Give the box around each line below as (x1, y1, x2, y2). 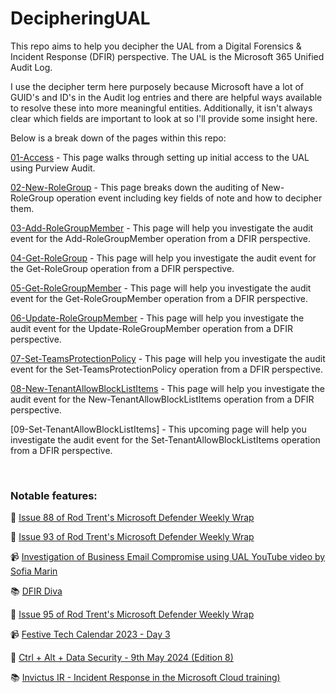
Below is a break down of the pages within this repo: (10, 132, 227, 144)
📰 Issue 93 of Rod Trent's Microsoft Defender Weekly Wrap (10, 531, 255, 543)
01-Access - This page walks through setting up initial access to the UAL (10, 151, 310, 163)
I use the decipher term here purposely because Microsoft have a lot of (10, 80, 305, 92)
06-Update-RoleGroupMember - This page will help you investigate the (10, 312, 305, 324)
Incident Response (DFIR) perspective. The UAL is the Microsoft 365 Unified (10, 50, 325, 62)
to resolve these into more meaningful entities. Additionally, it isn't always (10, 102, 313, 114)
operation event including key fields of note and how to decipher (56, 192, 323, 204)
